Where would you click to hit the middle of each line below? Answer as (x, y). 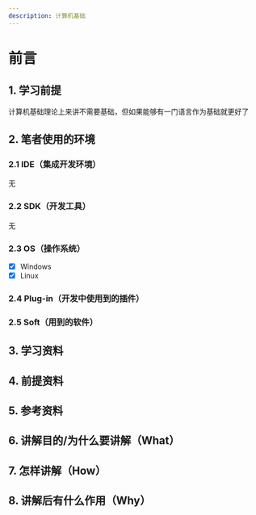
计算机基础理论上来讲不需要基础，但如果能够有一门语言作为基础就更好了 (128, 111)
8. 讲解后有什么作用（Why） (80, 501)
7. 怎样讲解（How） (57, 470)
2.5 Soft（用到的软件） (53, 322)
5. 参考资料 (36, 411)
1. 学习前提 (35, 91)
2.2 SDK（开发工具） (50, 207)
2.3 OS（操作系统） (47, 249)
